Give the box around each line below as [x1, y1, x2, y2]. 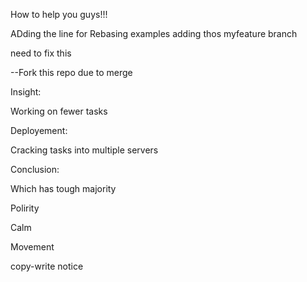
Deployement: [10, 125, 68, 136]
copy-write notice [10, 260, 84, 272]
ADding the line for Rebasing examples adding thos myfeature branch [10, 28, 298, 39]
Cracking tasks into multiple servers [10, 144, 159, 156]
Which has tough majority [10, 183, 117, 194]
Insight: [10, 86, 42, 98]
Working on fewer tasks [10, 105, 108, 117]
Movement [10, 241, 55, 253]
